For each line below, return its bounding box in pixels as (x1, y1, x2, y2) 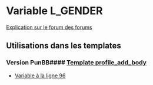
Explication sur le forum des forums (6, 24, 92, 31)
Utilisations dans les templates (6, 41, 122, 51)
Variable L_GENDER (6, 4, 103, 18)
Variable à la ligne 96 (14, 72, 66, 79)
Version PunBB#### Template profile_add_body (6, 58, 147, 67)
